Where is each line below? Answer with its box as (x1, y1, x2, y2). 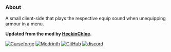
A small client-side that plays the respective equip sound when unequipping (5, 15, 166, 22)
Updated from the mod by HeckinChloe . (5, 31, 92, 37)
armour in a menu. (5, 21, 44, 27)
